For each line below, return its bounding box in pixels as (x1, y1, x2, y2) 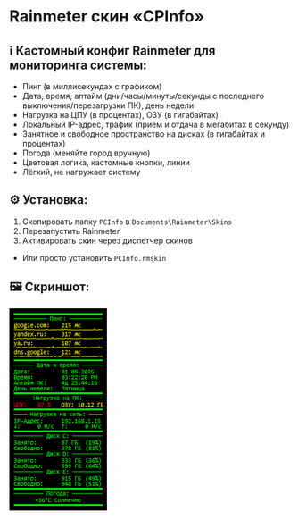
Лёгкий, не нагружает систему (21, 167, 141, 177)
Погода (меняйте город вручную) (21, 147, 151, 158)
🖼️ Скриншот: (9, 280, 90, 295)
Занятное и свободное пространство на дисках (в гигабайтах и (21, 129, 266, 139)
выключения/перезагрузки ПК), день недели (21, 100, 195, 111)
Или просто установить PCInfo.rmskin (21, 252, 167, 263)
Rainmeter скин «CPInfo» (9, 6, 205, 27)
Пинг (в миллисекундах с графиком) (21, 81, 162, 91)
